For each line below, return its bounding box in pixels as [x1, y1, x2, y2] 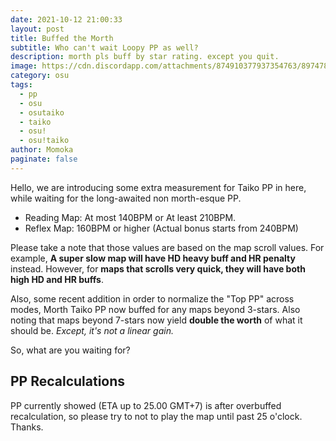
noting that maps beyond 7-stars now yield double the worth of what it [10, 314, 303, 326]
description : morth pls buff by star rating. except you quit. [10, 52, 280, 62]
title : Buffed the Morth [10, 33, 114, 43]
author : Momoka [10, 145, 74, 155]
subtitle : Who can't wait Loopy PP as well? [10, 42, 199, 53]
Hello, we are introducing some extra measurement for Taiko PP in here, [10, 181, 307, 193]
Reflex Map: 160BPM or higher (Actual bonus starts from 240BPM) [24, 222, 299, 234]
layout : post [10, 24, 65, 34]
